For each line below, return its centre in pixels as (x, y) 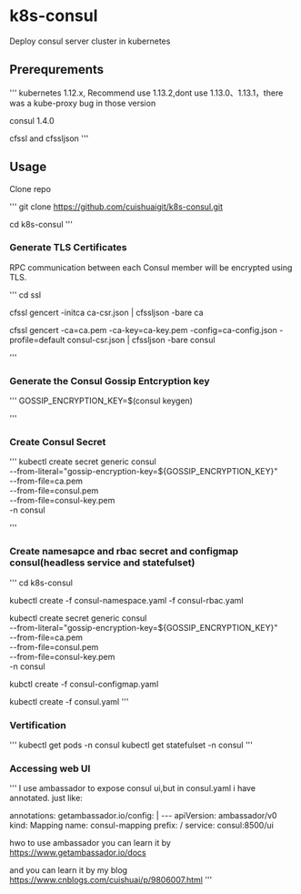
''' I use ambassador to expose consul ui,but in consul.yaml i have (133, 788)
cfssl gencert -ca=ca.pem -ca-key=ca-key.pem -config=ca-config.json (143, 330)
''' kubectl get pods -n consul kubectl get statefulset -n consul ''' (131, 745)
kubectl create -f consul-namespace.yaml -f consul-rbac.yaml (126, 600)
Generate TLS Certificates (68, 248)
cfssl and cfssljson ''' (49, 138)
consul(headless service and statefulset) (102, 563)
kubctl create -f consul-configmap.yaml (84, 684)
